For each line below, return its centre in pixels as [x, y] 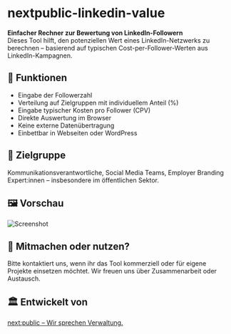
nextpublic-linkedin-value [86, 13]
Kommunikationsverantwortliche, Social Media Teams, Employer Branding [116, 172]
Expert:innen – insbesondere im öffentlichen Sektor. [83, 180]
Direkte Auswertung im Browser [65, 118]
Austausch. [24, 278]
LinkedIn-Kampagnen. [40, 56]
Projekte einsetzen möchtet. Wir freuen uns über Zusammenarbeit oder [112, 271]
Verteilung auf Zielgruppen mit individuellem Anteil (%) [98, 103]
